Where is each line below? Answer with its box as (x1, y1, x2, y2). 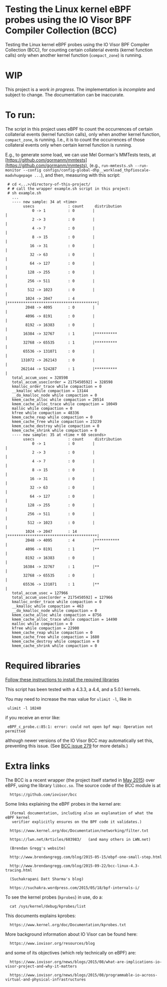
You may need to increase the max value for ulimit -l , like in (5, 696, 131, 702)
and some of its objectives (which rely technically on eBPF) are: (5, 949, 136, 955)
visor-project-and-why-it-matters (5, 963, 77, 969)
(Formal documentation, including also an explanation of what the (9, 810, 153, 816)
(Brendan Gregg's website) (9, 845, 66, 851)
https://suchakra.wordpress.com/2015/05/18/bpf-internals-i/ (9, 885, 140, 890)
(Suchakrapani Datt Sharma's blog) (9, 876, 84, 882)
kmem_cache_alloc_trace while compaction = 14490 (11, 617, 117, 622)
